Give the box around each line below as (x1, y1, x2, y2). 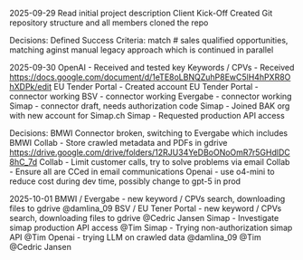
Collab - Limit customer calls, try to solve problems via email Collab (39, 157, 290, 167)
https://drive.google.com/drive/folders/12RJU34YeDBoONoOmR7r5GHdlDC (9, 147, 291, 158)
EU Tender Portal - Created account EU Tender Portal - (53, 82, 260, 91)
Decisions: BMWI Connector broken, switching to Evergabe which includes (9, 128, 288, 139)
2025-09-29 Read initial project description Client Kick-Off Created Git (9, 8, 273, 18)
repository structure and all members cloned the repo (9, 17, 209, 28)
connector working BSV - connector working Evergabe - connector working (9, 91, 292, 101)
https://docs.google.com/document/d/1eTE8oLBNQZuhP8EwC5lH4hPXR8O (9, 72, 291, 82)
